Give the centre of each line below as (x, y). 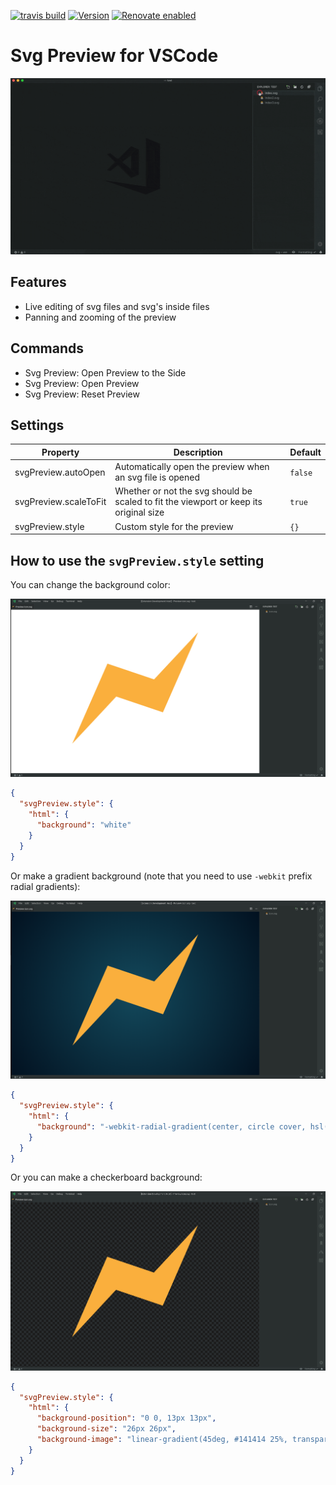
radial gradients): (45, 886)
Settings (37, 425)
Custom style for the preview (174, 526)
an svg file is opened (157, 477)
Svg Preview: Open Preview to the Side (105, 372)
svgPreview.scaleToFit (60, 502)
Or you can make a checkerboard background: (106, 1177)
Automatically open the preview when (192, 467)
